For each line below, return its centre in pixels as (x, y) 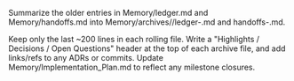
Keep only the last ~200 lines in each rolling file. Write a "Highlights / (134, 39)
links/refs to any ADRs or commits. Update (86, 58)
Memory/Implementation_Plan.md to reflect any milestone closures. (132, 67)
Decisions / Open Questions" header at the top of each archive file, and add (147, 48)
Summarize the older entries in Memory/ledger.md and (108, 13)
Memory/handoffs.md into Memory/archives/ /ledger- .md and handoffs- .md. (147, 22)
